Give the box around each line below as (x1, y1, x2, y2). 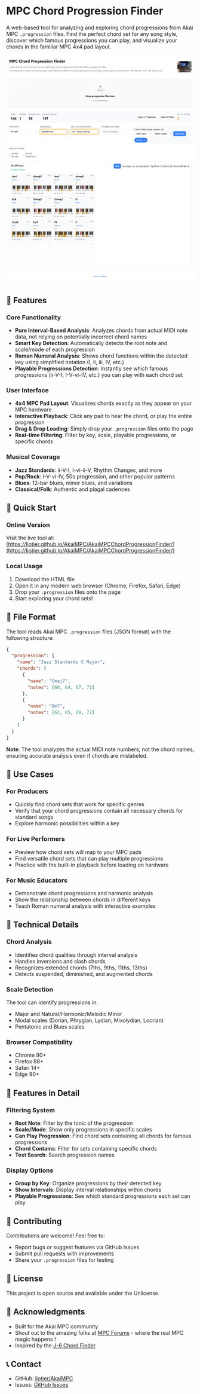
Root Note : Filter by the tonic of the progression (14, 1120, 133, 1127)
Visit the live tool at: (6, 534, 55, 542)
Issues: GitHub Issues (14, 1381, 69, 1389)
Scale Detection (6, 985, 54, 993)
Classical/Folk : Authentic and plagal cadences (14, 486, 130, 493)
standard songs (14, 813, 54, 820)
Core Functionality (6, 313, 61, 321)
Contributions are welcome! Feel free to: (6, 1232, 106, 1239)
